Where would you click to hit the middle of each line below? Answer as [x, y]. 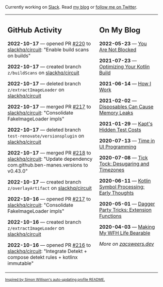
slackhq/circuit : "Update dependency [50, 159]
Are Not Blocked [118, 50]
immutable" [21, 263]
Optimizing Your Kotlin [124, 67]
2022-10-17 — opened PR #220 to [49, 43]
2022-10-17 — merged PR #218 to [49, 152]
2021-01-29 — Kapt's [126, 123]
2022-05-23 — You [123, 43]
